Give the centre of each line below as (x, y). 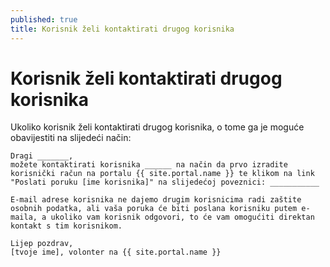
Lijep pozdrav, (42, 244)
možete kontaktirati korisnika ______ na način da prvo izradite (149, 165)
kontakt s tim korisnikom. (66, 226)
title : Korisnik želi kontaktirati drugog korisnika (122, 29)
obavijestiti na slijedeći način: (71, 138)
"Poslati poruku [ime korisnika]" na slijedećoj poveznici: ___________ (165, 182)
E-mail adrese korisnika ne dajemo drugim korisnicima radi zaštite (156, 200)
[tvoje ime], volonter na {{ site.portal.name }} (116, 252)
